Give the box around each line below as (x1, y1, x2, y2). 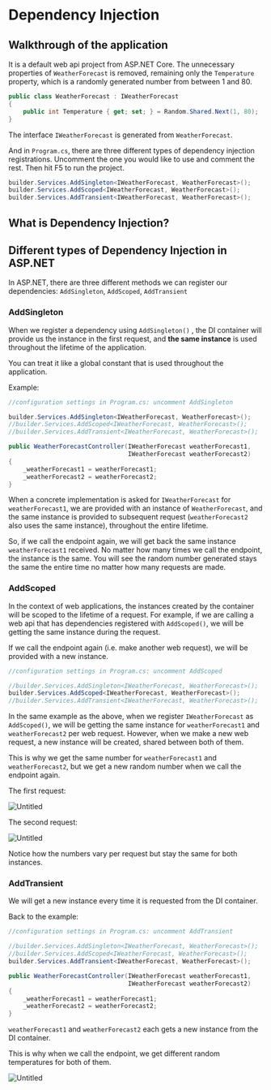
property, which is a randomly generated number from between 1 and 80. (8, 77, 252, 86)
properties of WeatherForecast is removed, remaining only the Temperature (8, 68, 255, 78)
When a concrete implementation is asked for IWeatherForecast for (8, 495, 231, 505)
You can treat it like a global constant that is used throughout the (8, 358, 224, 368)
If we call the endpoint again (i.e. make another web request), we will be (8, 643, 248, 653)
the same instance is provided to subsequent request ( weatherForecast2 (8, 512, 248, 522)
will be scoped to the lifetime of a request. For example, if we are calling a (8, 610, 255, 619)
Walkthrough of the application (8, 38, 168, 52)
